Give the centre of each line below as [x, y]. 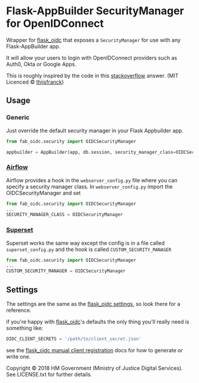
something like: [25, 328]
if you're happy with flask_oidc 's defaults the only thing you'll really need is [98, 322]
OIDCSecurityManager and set [44, 193]
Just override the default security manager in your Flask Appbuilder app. [95, 130]
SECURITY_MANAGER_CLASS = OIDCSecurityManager [65, 215]
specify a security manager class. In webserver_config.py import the [89, 186]
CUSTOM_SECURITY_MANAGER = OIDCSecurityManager [66, 271]
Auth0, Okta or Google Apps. [41, 64]
